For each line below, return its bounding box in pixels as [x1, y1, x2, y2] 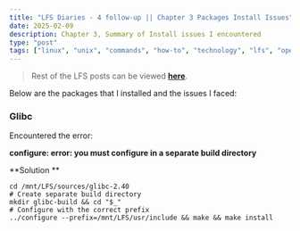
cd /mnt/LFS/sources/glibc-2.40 [9, 182, 129, 192]
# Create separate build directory [9, 190, 142, 199]
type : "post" [9, 37, 58, 47]
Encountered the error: [9, 130, 94, 141]
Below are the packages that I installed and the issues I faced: [9, 88, 237, 99]
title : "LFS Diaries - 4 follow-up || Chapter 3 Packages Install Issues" [9, 12, 294, 22]
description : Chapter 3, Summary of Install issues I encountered [9, 29, 262, 38]
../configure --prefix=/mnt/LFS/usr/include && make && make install [9, 213, 274, 223]
